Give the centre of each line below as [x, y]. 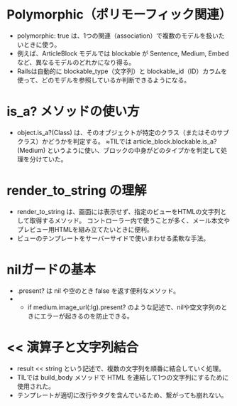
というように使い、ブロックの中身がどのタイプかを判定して [134, 150]
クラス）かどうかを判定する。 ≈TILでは [74, 141]
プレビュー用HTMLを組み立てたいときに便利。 [85, 229]
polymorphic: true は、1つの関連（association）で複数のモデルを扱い [118, 36]
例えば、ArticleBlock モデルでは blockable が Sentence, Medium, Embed [123, 53]
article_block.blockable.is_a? [175, 141]
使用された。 [35, 386]
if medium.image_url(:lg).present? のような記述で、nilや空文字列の [124, 307]
